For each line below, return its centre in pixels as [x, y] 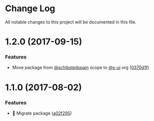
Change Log [30, 9]
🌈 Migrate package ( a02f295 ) [42, 113]
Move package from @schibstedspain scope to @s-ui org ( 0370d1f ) [80, 68]
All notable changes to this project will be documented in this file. [71, 22]
